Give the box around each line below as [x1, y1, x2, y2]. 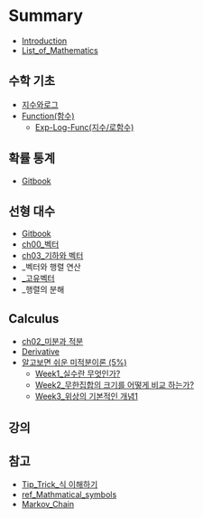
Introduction [21, 35, 68, 46]
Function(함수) [21, 110, 75, 121]
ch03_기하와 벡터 [21, 250, 84, 261]
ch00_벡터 [21, 239, 60, 250]
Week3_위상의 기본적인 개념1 [34, 391, 139, 402]
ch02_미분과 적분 [21, 336, 84, 347]
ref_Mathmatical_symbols [21, 489, 117, 500]
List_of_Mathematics [21, 44, 98, 55]
